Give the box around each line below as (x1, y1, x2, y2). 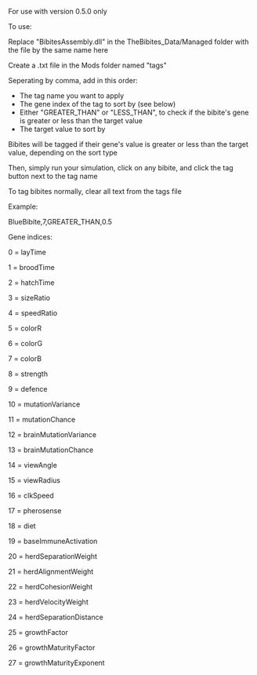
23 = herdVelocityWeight (8, 597, 89, 607)
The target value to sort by (19, 125, 106, 133)
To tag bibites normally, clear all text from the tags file (8, 187, 182, 195)
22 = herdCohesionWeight (8, 582, 93, 591)
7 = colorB (8, 354, 42, 363)
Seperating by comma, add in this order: (8, 76, 139, 85)
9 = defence (8, 385, 48, 393)
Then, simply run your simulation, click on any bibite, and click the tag (8, 163, 233, 172)
